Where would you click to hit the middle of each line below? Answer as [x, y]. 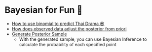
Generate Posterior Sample [39, 34]
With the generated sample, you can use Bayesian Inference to [83, 39]
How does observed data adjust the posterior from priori [69, 28]
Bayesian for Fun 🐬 [44, 10]
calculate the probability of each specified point [68, 44]
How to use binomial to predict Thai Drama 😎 [58, 24]
